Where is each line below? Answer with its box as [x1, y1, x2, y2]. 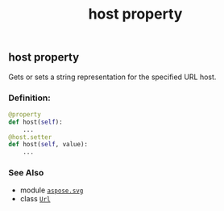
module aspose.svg [19, 185, 84, 195]
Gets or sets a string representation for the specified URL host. [8, 72, 217, 82]
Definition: [8, 92, 51, 103]
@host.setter [8, 133, 52, 141]
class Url [19, 194, 51, 204]
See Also [8, 167, 44, 179]
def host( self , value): [8, 141, 89, 149]
